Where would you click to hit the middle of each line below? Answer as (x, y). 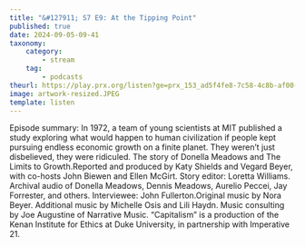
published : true (40, 26)
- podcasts (63, 77)
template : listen (42, 102)
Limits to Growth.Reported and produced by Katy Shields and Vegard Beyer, (151, 167)
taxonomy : (28, 43)
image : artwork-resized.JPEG (64, 94)
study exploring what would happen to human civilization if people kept (143, 138)
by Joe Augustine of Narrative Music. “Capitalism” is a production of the (144, 215)
